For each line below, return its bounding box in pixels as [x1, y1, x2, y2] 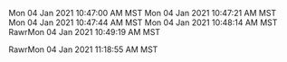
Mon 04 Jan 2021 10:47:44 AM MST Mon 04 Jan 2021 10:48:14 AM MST [8, 17, 278, 28]
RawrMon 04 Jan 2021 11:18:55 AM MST [8, 44, 158, 55]
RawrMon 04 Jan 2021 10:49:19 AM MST [8, 27, 160, 37]
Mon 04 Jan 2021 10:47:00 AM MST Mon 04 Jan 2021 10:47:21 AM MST [8, 8, 277, 18]
